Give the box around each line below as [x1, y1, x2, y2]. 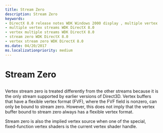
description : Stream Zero [5, 12, 57, 17]
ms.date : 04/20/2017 [5, 43, 47, 48]
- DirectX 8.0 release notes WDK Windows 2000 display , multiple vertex [5, 20, 158, 26]
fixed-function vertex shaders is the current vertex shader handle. [5, 124, 137, 130]
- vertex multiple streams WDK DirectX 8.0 [5, 30, 95, 35]
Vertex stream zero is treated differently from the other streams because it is [5, 88, 159, 94]
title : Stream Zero [5, 7, 45, 12]
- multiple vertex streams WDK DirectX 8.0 [5, 25, 95, 30]
